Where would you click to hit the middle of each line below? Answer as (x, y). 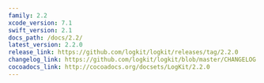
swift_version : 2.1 (40, 30)
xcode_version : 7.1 (40, 23)
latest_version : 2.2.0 (45, 45)
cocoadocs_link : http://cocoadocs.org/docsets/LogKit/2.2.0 (109, 67)
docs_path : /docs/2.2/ (45, 38)
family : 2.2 (28, 15)
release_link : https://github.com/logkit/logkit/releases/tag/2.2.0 (123, 52)
